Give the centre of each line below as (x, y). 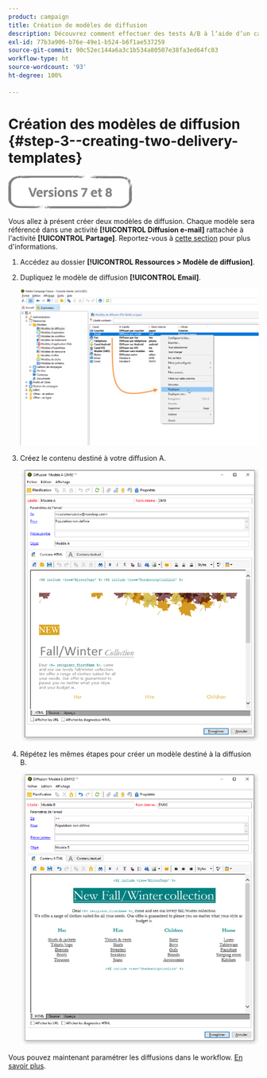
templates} (46, 158)
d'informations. (33, 246)
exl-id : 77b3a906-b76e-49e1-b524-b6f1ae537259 (87, 42)
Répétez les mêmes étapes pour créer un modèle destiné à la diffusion (135, 754)
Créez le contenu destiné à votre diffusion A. (93, 458)
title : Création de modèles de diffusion (78, 25)
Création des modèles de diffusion (124, 124)
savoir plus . (27, 1066)
